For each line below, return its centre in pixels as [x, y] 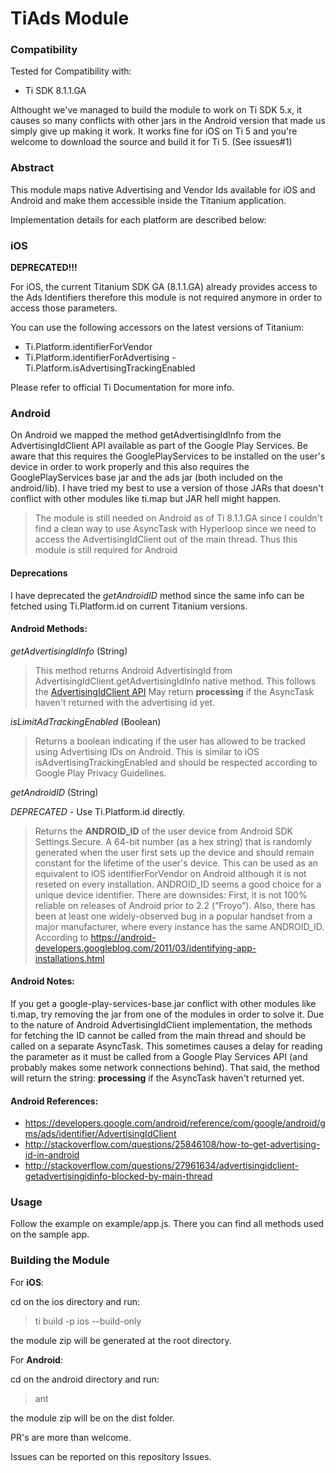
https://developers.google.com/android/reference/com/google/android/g [175, 1123]
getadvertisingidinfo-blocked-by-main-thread [118, 1176]
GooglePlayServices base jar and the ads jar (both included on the [147, 478]
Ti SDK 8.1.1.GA [55, 91]
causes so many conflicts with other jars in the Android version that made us [168, 121]
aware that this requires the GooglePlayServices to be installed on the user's [168, 456]
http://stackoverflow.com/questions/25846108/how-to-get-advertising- [172, 1144]
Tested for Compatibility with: [71, 71]
